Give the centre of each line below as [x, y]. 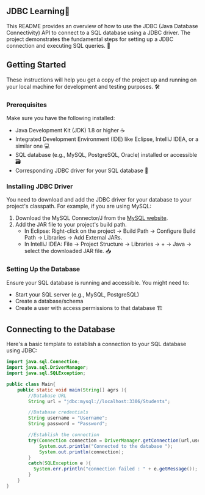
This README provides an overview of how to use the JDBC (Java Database [102, 26]
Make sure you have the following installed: [61, 118]
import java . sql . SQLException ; [46, 373]
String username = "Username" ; [68, 418]
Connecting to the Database [61, 329]
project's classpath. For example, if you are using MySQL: [79, 206]
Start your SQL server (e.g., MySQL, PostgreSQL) [77, 294]
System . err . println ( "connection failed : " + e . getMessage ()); [116, 469]
